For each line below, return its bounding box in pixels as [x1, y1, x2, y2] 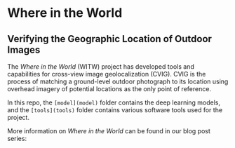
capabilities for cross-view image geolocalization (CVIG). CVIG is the [7, 70, 206, 78]
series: [7, 135, 27, 142]
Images [7, 43, 41, 55]
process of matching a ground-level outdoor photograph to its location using [7, 77, 229, 86]
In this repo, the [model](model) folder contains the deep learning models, [7, 98, 221, 107]
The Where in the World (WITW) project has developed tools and [7, 62, 194, 71]
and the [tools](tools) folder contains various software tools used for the [7, 106, 223, 114]
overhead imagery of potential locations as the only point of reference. [7, 85, 212, 93]
